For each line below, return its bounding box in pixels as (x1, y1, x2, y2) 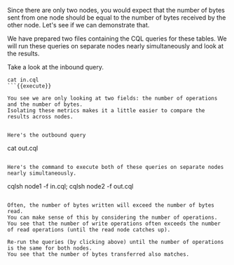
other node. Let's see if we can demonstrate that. (7, 21, 150, 29)
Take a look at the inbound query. (7, 63, 104, 71)
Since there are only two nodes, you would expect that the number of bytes (7, 6, 226, 14)
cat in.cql (7, 76, 39, 83)
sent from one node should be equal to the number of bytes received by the (7, 13, 226, 22)
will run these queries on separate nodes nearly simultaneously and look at (7, 42, 224, 50)
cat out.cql (7, 144, 39, 152)
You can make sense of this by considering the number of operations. (7, 214, 218, 221)
